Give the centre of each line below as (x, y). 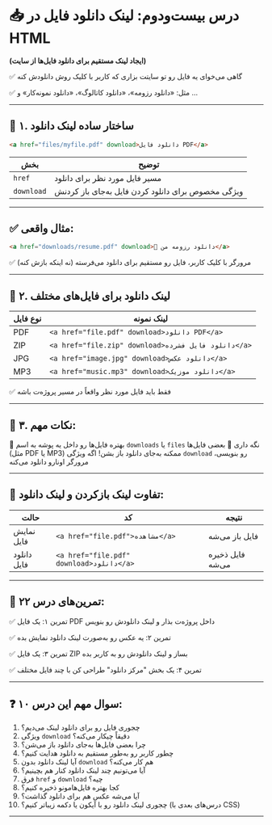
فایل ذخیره (226, 554)
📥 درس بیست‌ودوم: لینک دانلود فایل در (124, 16)
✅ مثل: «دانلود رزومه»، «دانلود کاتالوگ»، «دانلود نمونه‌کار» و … (104, 92)
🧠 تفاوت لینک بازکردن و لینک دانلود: (87, 495)
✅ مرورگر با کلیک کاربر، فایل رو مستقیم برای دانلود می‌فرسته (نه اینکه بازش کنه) (130, 263)
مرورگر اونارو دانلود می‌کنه (49, 461)
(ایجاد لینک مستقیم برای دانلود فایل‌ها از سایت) (78, 61)
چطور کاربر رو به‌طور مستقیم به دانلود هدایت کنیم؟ (97, 753)
